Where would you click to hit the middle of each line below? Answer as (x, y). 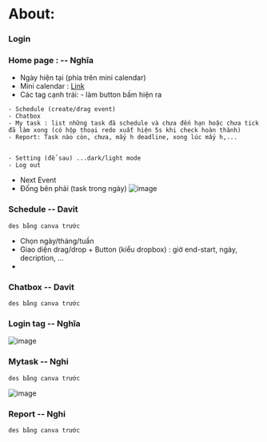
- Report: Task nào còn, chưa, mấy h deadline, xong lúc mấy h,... (123, 137)
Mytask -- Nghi (39, 362)
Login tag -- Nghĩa (44, 323)
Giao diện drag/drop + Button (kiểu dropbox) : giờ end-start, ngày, (129, 249)
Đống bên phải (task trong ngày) (74, 189)
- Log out (25, 165)
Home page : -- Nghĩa (51, 61)
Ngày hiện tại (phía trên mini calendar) (83, 78)
